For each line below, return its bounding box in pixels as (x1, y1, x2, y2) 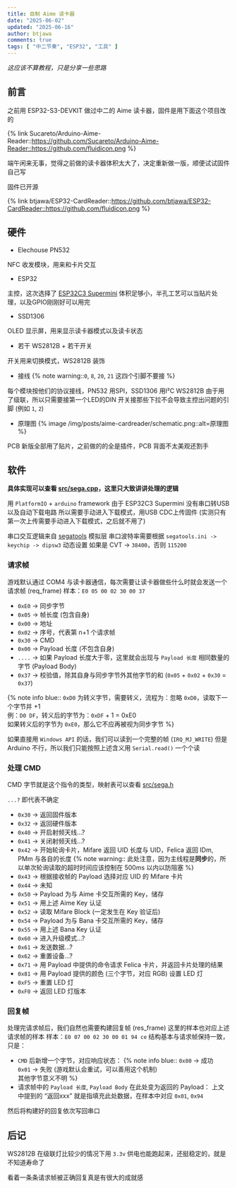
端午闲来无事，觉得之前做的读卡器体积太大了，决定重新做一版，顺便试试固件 (7, 158, 230, 167)
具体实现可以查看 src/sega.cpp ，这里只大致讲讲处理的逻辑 (7, 485, 178, 493)
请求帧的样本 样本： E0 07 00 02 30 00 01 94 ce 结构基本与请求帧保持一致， (7, 1033, 229, 1041)
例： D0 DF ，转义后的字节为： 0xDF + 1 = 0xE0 (7, 711, 137, 719)
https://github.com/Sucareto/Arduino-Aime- (31, 136, 159, 145)
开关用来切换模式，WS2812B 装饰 (7, 356, 106, 364)
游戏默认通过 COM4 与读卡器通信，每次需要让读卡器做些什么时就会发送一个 (7, 577, 228, 586)
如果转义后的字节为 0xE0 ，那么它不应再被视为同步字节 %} (7, 720, 175, 728)
